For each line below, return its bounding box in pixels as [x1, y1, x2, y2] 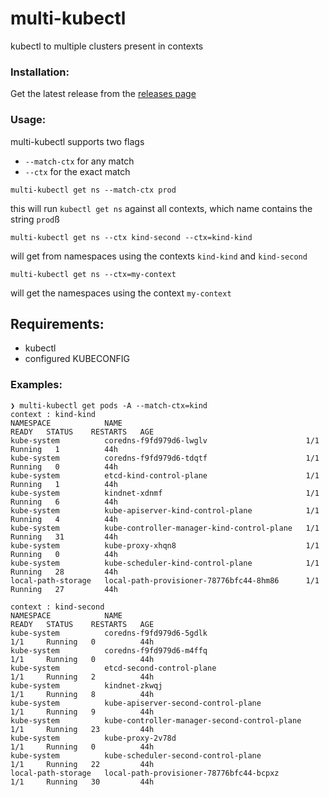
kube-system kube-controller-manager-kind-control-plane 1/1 [10, 523, 320, 533]
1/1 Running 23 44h [10, 724, 155, 734]
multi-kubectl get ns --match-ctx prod [10, 185, 177, 195]
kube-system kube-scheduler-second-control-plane [10, 750, 262, 761]
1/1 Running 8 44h [10, 689, 155, 699]
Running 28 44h [10, 567, 118, 577]
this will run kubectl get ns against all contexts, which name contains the [10, 202, 313, 214]
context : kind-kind [10, 409, 97, 419]
